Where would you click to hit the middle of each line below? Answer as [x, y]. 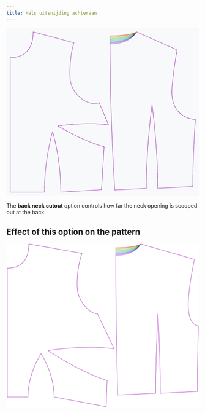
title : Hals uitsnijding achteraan [52, 13]
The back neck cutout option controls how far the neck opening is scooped [102, 206]
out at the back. [26, 213]
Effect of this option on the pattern [73, 231]
